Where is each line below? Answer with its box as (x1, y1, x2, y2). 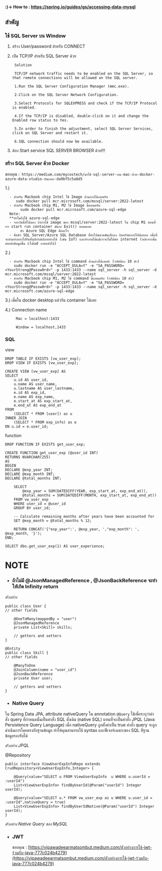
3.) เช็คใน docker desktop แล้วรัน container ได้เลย (5, 297, 97, 303)
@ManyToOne (14, 663, 36, 668)
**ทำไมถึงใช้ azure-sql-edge (9, 216, 60, 221)
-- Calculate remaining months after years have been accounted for (14, 514, 155, 519)
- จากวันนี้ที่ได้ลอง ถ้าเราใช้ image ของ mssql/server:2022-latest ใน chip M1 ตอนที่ (9, 220, 156, 225)
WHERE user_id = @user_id (14, 501, 66, 506)
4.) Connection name (5, 307, 47, 313)
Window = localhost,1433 (15, 325, 66, 330)
